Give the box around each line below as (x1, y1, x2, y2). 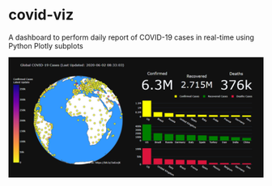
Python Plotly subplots (8, 40, 83, 50)
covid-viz (8, 6, 74, 24)
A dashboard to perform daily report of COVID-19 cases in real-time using (8, 32, 255, 42)
